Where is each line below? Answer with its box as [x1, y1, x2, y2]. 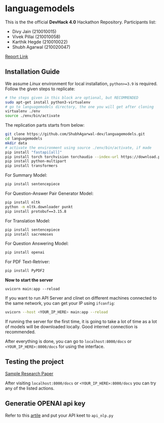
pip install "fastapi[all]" [5, 150, 62, 155]
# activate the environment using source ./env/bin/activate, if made [5, 145, 152, 150]
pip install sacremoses [5, 232, 54, 237]
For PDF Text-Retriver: [5, 259, 50, 265]
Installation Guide [5, 68, 60, 76]
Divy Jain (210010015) [12, 28, 57, 34]
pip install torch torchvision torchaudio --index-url [5, 154, 119, 159]
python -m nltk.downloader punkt [5, 204, 73, 209]
